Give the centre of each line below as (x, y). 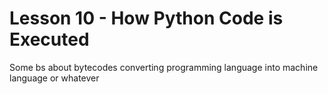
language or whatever (54, 78)
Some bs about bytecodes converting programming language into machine (164, 67)
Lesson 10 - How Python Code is (146, 18)
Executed (49, 39)
